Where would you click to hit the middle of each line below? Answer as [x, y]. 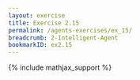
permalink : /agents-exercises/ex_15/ [70, 30]
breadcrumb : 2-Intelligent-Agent [63, 38]
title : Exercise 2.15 [44, 23]
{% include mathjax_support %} [60, 67]
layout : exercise [37, 15]
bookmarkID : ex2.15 [40, 45]
